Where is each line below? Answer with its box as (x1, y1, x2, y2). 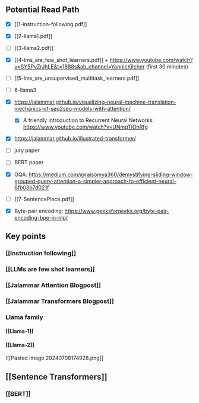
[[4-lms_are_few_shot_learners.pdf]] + (14, 57, 109, 63)
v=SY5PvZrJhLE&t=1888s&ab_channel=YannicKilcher (14, 63, 145, 70)
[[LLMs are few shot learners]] (5, 265, 95, 273)
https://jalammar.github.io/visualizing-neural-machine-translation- (14, 98, 176, 106)
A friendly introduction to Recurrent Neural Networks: (23, 117, 154, 124)
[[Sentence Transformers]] (5, 371, 108, 382)
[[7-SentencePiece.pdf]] (14, 195, 75, 202)
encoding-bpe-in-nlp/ (14, 214, 68, 221)
